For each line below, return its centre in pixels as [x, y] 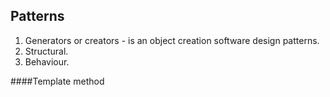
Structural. [46, 51]
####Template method [57, 81]
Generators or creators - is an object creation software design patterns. [172, 40]
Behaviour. [47, 61]
